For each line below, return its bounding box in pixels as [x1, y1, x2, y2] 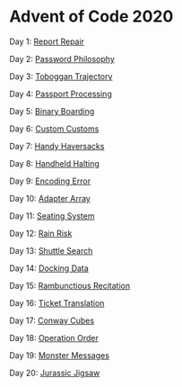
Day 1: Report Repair [9, 36, 85, 47]
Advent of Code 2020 [9, 6, 174, 27]
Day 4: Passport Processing [9, 88, 112, 99]
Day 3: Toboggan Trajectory [9, 70, 113, 82]
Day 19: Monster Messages [9, 349, 110, 361]
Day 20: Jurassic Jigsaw [9, 367, 100, 378]
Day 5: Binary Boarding [9, 105, 95, 116]
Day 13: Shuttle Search [9, 245, 93, 256]
